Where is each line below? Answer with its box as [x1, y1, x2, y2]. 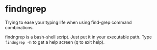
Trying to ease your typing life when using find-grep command [5, 19, 132, 25]
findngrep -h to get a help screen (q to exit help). [5, 39, 105, 45]
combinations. [5, 24, 34, 30]
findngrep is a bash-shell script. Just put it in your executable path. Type [5, 34, 152, 40]
